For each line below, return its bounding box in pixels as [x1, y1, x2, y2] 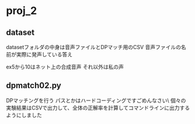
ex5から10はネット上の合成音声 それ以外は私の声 [6, 63, 124, 70]
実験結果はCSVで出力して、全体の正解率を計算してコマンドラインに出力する [6, 104, 190, 111]
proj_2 [6, 4, 37, 18]
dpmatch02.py [6, 81, 61, 91]
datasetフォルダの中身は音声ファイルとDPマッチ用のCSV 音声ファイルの [6, 44, 181, 50]
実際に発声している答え [16, 51, 73, 58]
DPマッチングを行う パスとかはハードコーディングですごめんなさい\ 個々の [6, 97, 186, 104]
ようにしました [6, 111, 42, 118]
